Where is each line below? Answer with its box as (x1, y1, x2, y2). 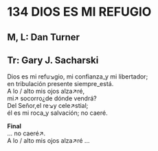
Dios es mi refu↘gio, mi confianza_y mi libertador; (7, 72, 148, 81)
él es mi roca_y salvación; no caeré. (7, 109, 108, 117)
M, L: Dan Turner (7, 31, 80, 43)
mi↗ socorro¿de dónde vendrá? (7, 94, 98, 102)
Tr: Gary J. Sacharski (7, 54, 99, 66)
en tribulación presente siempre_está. (7, 80, 114, 88)
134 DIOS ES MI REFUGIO (7, 4, 152, 20)
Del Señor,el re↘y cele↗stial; (7, 102, 89, 110)
